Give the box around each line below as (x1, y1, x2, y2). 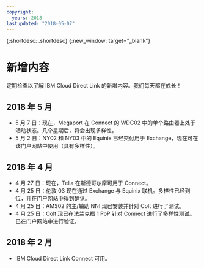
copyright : (6, 9, 34, 15)
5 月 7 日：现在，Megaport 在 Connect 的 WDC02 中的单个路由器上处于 (15, 119, 196, 126)
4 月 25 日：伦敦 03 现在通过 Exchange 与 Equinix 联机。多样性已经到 (15, 186, 191, 194)
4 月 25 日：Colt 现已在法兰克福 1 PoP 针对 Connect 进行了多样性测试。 (15, 210, 195, 217)
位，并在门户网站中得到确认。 (15, 194, 90, 202)
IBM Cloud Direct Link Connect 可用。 (15, 255, 111, 262)
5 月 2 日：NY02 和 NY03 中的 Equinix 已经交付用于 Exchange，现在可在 (15, 134, 199, 142)
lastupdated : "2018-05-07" (6, 20, 75, 26)
